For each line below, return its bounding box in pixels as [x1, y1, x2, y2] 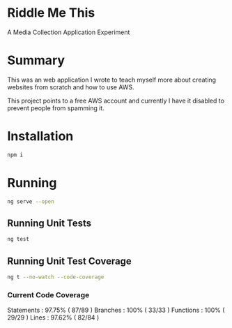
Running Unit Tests [7, 217, 92, 229]
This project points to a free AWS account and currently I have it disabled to [7, 96, 225, 105]
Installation [7, 128, 74, 144]
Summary [7, 52, 65, 68]
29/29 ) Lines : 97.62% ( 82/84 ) [7, 313, 100, 322]
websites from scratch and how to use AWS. [7, 82, 134, 91]
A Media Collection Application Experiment [7, 28, 130, 36]
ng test [7, 236, 30, 243]
